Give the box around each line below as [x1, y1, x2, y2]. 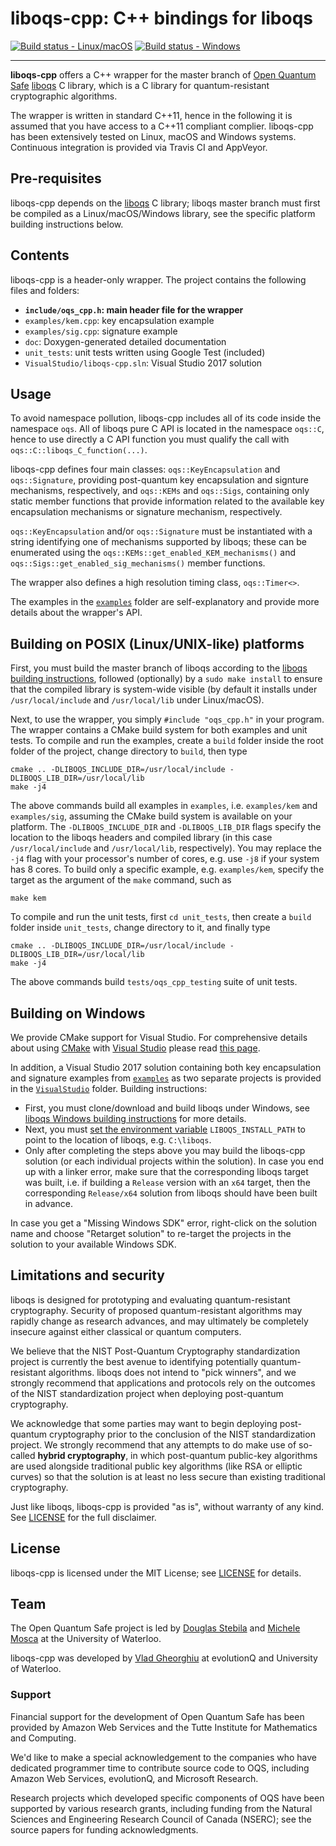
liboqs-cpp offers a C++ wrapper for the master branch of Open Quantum [10, 68, 317, 81]
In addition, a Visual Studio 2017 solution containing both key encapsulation [10, 1062, 322, 1073]
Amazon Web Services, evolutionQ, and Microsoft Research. [10, 1772, 259, 1784]
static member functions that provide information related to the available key [10, 495, 325, 507]
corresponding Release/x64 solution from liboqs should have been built [24, 1187, 318, 1199]
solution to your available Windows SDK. [10, 1238, 177, 1250]
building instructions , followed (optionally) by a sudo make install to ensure [10, 673, 323, 685]
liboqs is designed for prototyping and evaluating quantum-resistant [10, 1293, 291, 1306]
